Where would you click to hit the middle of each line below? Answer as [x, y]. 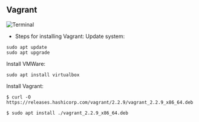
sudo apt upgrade [28, 53]
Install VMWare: [26, 63]
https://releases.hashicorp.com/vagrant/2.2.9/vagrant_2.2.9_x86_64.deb [100, 102]
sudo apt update [27, 47]
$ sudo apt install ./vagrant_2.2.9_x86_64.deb [67, 113]
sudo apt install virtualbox [43, 75]
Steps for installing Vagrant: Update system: [70, 36]
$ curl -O [19, 97]
